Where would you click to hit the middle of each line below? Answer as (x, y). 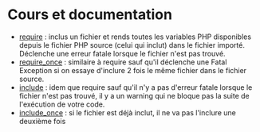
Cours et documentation (90, 15)
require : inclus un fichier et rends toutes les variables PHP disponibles (135, 37)
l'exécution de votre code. (62, 104)
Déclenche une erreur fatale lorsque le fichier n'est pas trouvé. (122, 53)
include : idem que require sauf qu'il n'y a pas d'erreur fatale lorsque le (136, 87)
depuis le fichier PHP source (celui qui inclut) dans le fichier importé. (132, 45)
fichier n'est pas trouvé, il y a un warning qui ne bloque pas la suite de (134, 95)
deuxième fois (42, 121)
